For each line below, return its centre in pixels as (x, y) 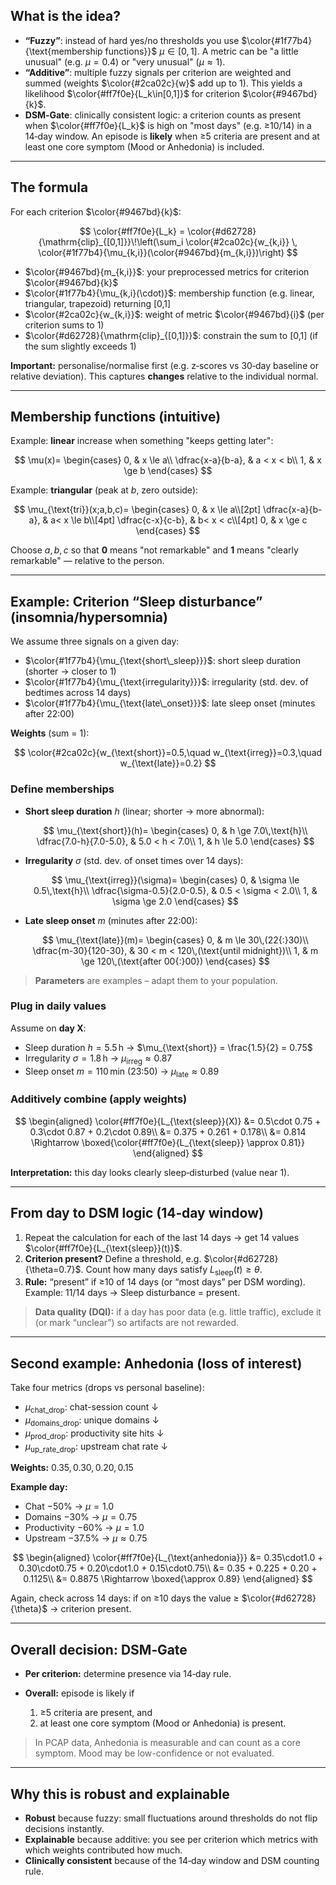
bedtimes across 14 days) (78, 693)
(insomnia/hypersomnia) (89, 617)
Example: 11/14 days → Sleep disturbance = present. (132, 1293)
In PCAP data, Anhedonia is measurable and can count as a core (167, 1743)
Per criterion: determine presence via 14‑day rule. (128, 1674)
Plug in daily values (58, 1006)
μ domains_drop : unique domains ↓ (92, 1421)
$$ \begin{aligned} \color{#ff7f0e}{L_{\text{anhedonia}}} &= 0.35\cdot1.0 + (168, 1558)
